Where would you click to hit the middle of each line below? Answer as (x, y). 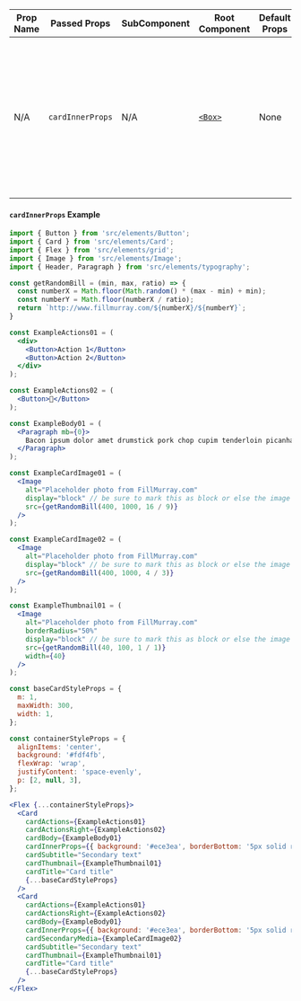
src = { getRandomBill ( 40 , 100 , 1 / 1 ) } (96, 647)
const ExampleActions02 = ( (62, 391)
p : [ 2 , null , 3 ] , (50, 781)
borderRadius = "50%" (62, 631)
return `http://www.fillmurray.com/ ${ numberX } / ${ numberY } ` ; (132, 308)
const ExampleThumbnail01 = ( (66, 606)
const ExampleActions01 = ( (62, 332)
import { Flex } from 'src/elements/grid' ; (92, 250)
